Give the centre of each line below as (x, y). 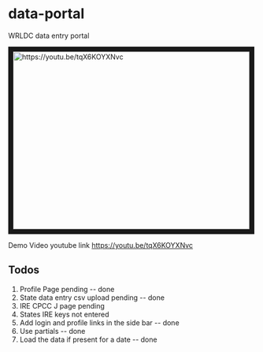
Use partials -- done (52, 331)
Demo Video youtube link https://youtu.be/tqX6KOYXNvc (101, 245)
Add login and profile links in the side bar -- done (99, 322)
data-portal (46, 14)
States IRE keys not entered (64, 314)
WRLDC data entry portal (49, 36)
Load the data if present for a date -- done (88, 339)
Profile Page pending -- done (67, 289)
